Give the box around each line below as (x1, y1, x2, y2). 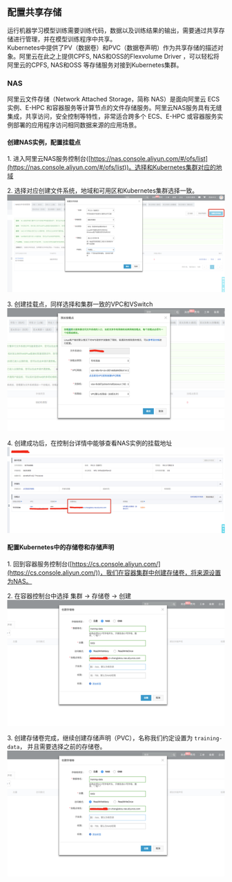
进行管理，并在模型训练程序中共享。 (12, 35, 116, 43)
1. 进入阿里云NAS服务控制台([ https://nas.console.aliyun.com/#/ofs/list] (7, 155, 209, 163)
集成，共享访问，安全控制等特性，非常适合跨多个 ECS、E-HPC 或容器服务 (7, 113, 217, 121)
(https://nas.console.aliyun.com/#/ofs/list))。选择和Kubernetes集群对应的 (7, 163, 216, 171)
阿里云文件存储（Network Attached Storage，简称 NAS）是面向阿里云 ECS (7, 95, 220, 104)
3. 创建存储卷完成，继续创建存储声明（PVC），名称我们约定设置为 (7, 734, 193, 742)
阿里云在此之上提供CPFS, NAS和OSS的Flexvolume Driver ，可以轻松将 (19, 52, 220, 60)
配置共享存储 (7, 6, 62, 19)
